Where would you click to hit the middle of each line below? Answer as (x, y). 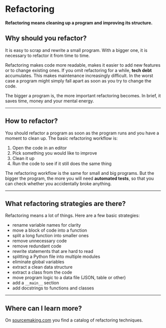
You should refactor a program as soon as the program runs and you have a (82, 133)
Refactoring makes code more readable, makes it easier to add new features (83, 65)
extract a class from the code (42, 272)
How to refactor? (32, 121)
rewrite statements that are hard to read (53, 251)
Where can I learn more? (44, 308)
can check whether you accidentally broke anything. (59, 183)
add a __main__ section (36, 283)
